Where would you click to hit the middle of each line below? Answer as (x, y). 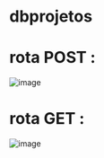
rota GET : (47, 119)
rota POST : (52, 58)
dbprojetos (51, 17)
